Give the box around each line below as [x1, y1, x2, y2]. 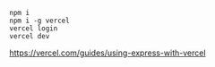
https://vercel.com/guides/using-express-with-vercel [9, 47, 206, 58]
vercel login [9, 24, 58, 33]
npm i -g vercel [9, 16, 70, 25]
